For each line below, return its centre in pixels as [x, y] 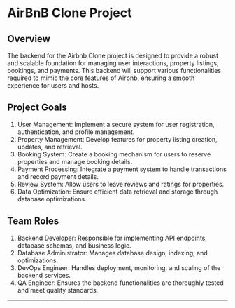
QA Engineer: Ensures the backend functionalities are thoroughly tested [120, 283]
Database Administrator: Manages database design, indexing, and [112, 253]
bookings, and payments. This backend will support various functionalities [114, 71]
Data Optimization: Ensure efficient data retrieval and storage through [117, 192]
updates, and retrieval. [50, 147]
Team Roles [33, 221]
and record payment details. [58, 176]
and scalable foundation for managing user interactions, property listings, [113, 63]
